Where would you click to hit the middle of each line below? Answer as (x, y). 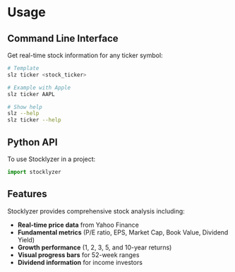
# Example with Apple (39, 88)
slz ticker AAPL (31, 94)
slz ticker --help (34, 120)
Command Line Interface (63, 39)
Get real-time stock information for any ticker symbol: (85, 55)
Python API (32, 142)
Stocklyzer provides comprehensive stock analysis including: (96, 211)
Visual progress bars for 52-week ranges (78, 254)
